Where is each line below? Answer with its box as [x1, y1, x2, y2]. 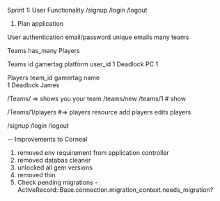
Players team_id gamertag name [7, 73, 100, 82]
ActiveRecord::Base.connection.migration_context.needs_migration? [17, 186, 214, 194]
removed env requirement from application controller [17, 149, 169, 156]
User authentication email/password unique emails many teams [7, 33, 189, 41]
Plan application [17, 20, 64, 27]
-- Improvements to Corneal [7, 135, 88, 143]
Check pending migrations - [17, 178, 98, 186]
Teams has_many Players [7, 47, 80, 54]
